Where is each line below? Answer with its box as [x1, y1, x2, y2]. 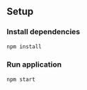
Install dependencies [6, 27, 81, 37]
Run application [6, 60, 62, 69]
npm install [6, 43, 42, 50]
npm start [6, 76, 36, 83]
